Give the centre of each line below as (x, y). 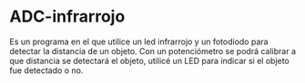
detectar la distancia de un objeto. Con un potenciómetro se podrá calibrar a (153, 51)
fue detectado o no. (46, 70)
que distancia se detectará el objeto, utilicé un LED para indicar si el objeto (149, 60)
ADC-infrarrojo (67, 17)
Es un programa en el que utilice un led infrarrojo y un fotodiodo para (139, 41)
